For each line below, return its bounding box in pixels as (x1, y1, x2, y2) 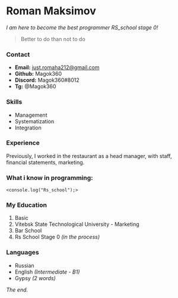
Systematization (14, 117, 55, 125)
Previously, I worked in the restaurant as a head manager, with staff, (6, 152, 172, 159)
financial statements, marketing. (6, 159, 85, 166)
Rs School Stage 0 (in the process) (14, 234, 100, 241)
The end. (6, 286, 28, 293)
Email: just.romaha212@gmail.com (14, 64, 100, 71)
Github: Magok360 (14, 70, 62, 77)
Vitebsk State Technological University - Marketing (14, 221, 139, 228)
